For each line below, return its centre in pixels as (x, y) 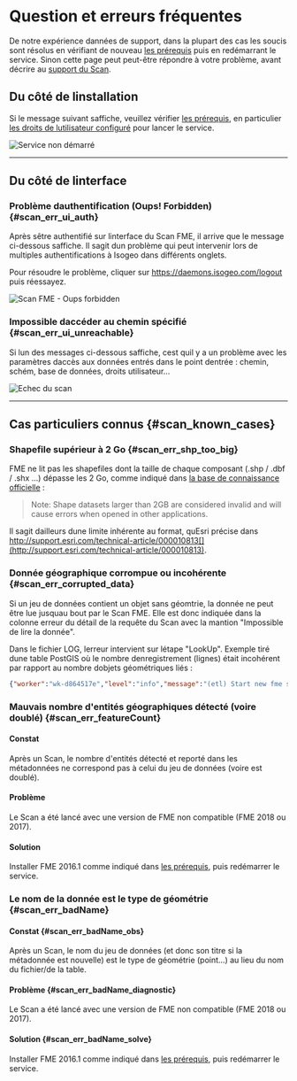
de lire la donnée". (42, 631)
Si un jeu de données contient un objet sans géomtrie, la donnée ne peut (141, 603)
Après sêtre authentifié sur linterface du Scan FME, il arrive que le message (147, 236)
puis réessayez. (38, 282)
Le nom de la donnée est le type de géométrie (109, 899)
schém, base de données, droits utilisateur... (90, 371)
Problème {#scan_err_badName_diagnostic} (93, 990)
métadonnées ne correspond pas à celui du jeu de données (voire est (136, 768)
